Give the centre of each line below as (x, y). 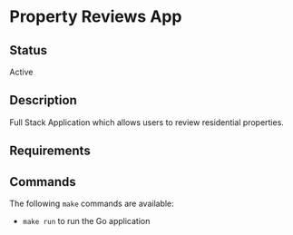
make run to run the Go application (86, 221)
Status (29, 50)
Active (21, 72)
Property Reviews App (96, 17)
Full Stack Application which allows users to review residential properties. (146, 122)
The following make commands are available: (92, 204)
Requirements (50, 151)
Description (43, 100)
